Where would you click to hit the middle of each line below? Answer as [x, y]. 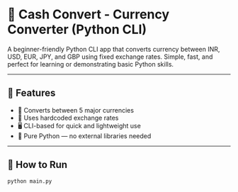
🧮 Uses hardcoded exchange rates [68, 118]
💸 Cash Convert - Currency [89, 15]
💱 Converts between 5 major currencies [76, 110]
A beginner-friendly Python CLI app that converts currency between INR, [114, 49]
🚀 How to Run [38, 165]
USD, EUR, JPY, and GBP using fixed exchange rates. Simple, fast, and [110, 57]
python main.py [30, 181]
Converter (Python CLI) [77, 29]
